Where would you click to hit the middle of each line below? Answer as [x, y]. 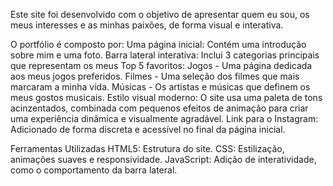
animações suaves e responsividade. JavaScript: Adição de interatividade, [163, 159]
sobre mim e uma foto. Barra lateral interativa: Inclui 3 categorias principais [165, 55]
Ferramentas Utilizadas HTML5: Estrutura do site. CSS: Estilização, [147, 148]
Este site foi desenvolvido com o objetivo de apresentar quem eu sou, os [160, 14]
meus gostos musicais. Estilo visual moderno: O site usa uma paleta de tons [166, 97]
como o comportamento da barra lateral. [94, 170]
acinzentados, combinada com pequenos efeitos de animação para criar [159, 108]
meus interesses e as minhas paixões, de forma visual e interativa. [147, 25]
